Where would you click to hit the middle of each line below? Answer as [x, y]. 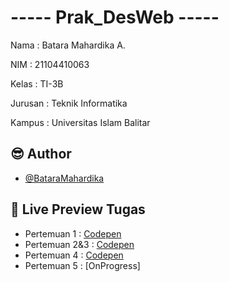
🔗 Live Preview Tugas [78, 209]
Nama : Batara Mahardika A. [68, 45]
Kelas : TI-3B [37, 83]
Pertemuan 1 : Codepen [73, 233]
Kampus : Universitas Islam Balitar [80, 122]
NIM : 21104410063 [50, 64]
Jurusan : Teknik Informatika [69, 103]
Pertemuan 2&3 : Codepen [79, 244]
